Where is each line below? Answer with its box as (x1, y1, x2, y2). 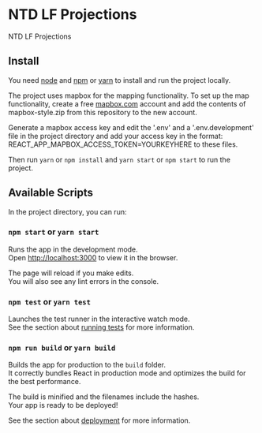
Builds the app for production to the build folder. (8, 360, 167, 370)
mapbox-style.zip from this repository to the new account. (8, 107, 197, 117)
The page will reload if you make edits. (8, 268, 134, 278)
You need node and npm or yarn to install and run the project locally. (8, 75, 231, 84)
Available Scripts (8, 186, 93, 200)
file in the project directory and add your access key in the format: (8, 131, 223, 140)
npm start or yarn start (8, 226, 99, 237)
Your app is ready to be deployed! (8, 401, 118, 410)
